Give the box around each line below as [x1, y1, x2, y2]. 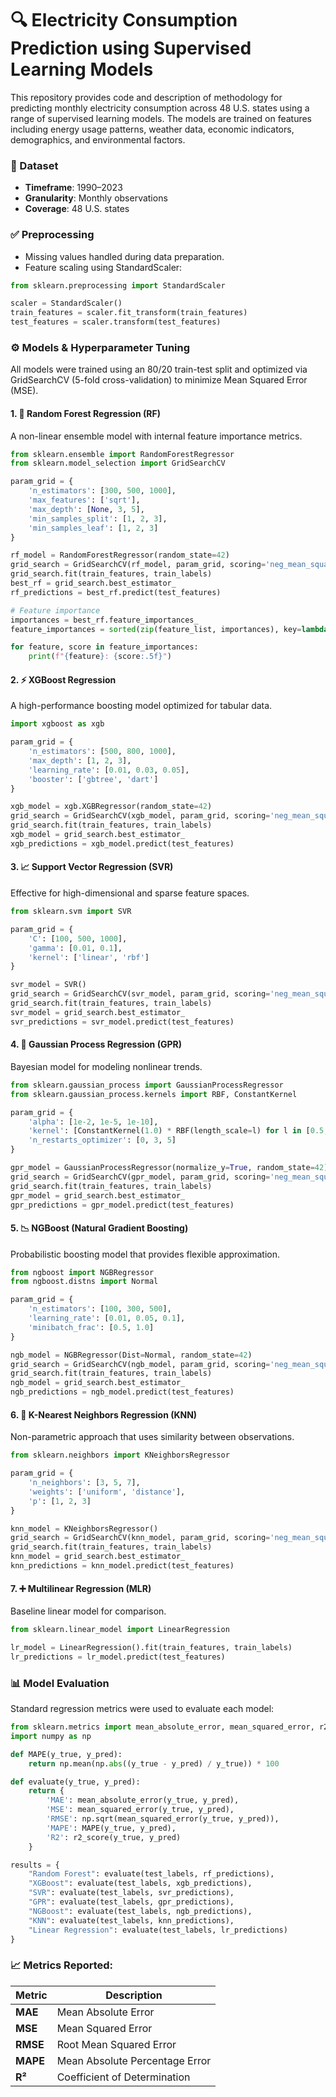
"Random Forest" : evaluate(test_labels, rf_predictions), [28, 1869, 275, 1879]
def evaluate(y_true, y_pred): [10, 1777, 141, 1787]
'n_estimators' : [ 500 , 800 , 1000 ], [28, 747, 177, 757]
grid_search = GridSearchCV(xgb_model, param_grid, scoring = [10, 811, 271, 821]
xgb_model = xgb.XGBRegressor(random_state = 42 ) [10, 802, 213, 812]
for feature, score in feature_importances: [10, 642, 199, 652]
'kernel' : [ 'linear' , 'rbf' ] [28, 952, 150, 962]
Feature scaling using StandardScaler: [24, 261, 183, 273]
